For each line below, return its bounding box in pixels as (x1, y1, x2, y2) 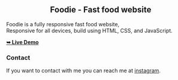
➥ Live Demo (6, 38, 39, 45)
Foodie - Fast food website (50, 5, 152, 15)
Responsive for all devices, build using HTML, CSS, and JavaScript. (6, 27, 173, 34)
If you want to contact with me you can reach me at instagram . (6, 67, 161, 74)
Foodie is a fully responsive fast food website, (6, 20, 120, 27)
